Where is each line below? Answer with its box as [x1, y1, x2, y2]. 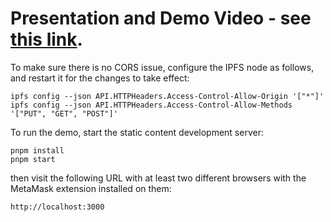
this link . [10, 28, 83, 51]
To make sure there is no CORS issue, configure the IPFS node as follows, [10, 61, 315, 73]
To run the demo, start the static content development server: [10, 126, 264, 138]
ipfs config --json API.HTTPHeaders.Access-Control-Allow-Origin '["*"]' [10, 91, 325, 101]
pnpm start [10, 154, 56, 164]
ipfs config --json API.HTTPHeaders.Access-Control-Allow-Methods [10, 100, 293, 110]
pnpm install [10, 145, 65, 156]
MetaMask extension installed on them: [10, 182, 172, 194]
